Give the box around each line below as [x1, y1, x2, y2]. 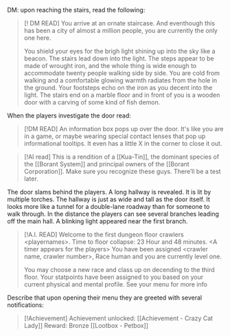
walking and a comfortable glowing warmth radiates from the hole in [23, 76, 218, 85]
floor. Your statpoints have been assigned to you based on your [23, 273, 204, 281]
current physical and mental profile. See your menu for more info [23, 280, 208, 288]
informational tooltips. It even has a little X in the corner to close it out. [23, 139, 222, 147]
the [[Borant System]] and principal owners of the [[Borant [23, 160, 190, 168]
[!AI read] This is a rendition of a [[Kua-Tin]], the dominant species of [23, 153, 220, 161]
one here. [23, 34, 51, 42]
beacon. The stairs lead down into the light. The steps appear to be [23, 54, 214, 63]
